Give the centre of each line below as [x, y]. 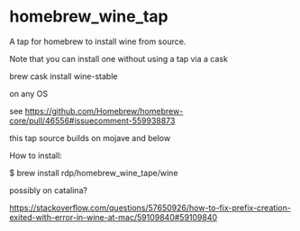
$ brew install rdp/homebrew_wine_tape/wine [94, 173]
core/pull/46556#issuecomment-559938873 [92, 120]
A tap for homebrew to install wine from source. [98, 41]
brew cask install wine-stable [64, 76]
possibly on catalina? [49, 190]
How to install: [36, 155]
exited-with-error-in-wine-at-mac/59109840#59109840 [114, 217]
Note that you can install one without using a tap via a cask [118, 58]
